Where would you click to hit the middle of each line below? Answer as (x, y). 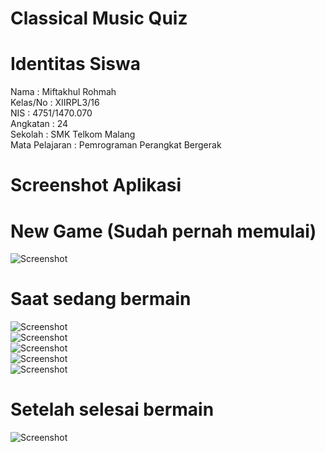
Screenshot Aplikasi (96, 185)
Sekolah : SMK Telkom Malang (73, 134)
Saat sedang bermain (101, 299)
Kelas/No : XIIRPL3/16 (55, 103)
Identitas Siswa (76, 64)
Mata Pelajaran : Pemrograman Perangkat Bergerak (116, 145)
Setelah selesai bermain (112, 409)
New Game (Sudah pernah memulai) (163, 231)
